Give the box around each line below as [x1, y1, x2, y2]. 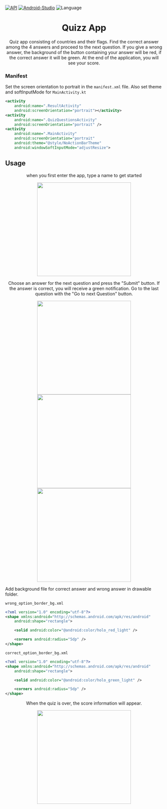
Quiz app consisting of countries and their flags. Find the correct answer [9, 38, 159, 44]
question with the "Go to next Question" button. [34, 290, 133, 297]
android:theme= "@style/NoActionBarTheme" [14, 140, 101, 146]
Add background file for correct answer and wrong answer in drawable [5, 586, 151, 592]
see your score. [67, 60, 100, 66]
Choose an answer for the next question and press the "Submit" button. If [8, 280, 160, 286]
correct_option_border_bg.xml [5, 650, 68, 656]
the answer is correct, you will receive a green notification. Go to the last [9, 285, 159, 291]
